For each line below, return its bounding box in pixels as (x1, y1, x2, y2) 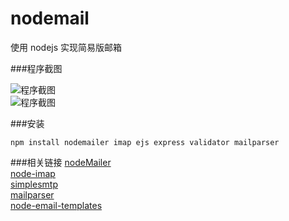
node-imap (10, 167, 56, 179)
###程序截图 (10, 62, 63, 74)
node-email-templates (10, 199, 103, 211)
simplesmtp (10, 178, 58, 190)
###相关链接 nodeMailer (10, 156, 112, 168)
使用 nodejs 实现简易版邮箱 (10, 41, 123, 53)
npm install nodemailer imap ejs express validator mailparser (10, 137, 280, 147)
